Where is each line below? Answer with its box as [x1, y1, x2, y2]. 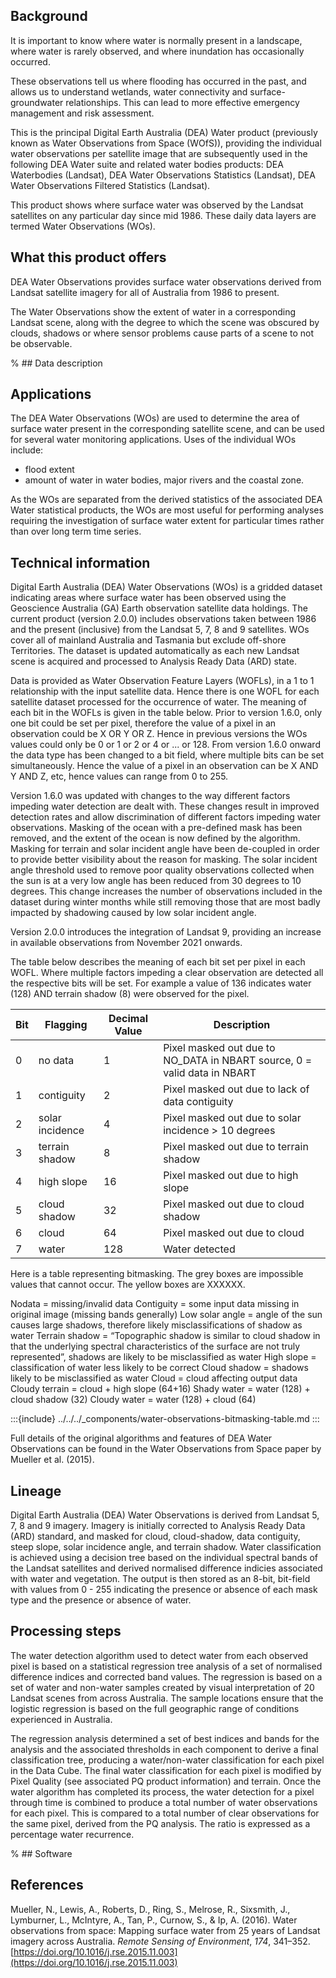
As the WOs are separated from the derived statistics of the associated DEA [10, 494, 323, 506]
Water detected [163, 1242, 236, 1256]
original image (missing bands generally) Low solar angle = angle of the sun [10, 1309, 323, 1321]
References [10, 1877, 84, 1894]
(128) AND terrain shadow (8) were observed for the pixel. [10, 988, 250, 1000]
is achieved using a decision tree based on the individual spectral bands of [10, 1552, 319, 1564]
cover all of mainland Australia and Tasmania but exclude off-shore [10, 634, 287, 646]
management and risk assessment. [10, 107, 155, 119]
